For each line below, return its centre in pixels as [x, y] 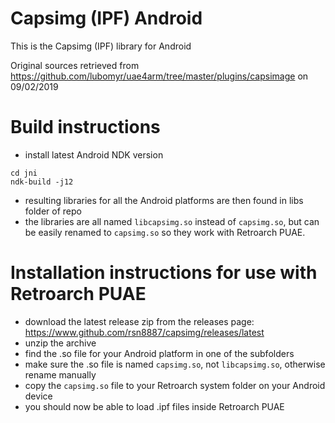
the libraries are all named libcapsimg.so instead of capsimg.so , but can [172, 221]
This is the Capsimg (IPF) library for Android [101, 46]
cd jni [24, 173]
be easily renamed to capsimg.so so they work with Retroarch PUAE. [165, 232]
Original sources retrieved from [75, 65]
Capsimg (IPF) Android [106, 18]
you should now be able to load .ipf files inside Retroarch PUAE [154, 406]
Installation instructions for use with [164, 273]
